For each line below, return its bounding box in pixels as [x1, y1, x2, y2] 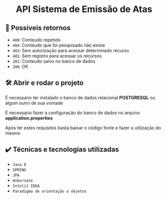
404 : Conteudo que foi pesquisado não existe [12, 42, 105, 48]
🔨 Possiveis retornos [5, 24, 71, 32]
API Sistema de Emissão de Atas [15, 4, 152, 15]
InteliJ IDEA [12, 183, 40, 188]
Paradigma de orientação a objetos [12, 188, 87, 194]
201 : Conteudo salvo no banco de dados [12, 58, 95, 64]
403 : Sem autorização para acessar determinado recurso [12, 48, 129, 53]
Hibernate [12, 178, 33, 183]
